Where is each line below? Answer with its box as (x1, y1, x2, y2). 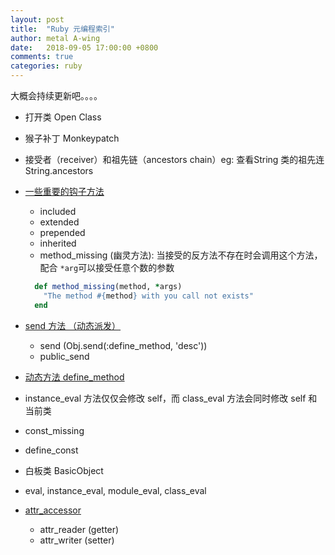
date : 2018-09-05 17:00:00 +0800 (10, 42, 159, 53)
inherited (39, 237, 77, 249)
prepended (39, 227, 86, 238)
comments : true (10, 52, 74, 62)
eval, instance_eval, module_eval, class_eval (24, 484, 207, 496)
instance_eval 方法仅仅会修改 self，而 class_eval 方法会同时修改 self (24, 392, 307, 404)
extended (39, 216, 80, 228)
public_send (39, 350, 90, 362)
